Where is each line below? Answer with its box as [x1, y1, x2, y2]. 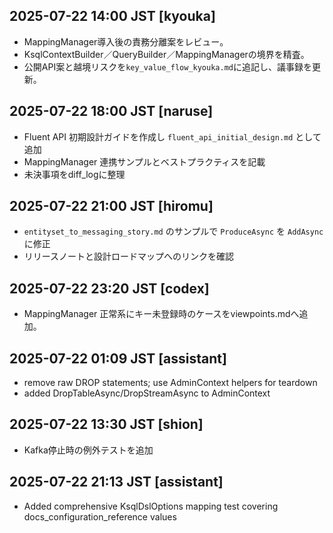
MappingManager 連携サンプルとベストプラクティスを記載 [23, 155, 266, 168]
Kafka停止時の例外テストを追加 [23, 444, 154, 456]
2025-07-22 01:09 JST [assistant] [9, 350, 227, 367]
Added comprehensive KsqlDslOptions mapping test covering [23, 500, 279, 512]
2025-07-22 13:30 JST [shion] [9, 416, 204, 433]
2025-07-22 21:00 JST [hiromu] [9, 198, 214, 215]
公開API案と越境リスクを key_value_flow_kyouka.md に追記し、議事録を [23, 60, 312, 73]
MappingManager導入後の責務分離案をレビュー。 [23, 35, 229, 48]
